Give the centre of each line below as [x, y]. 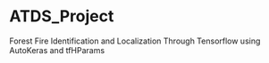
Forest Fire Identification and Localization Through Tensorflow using [135, 41]
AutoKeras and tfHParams [57, 50]
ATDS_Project [62, 16]
